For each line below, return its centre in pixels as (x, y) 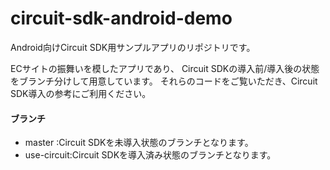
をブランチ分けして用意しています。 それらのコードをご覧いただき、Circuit (164, 81)
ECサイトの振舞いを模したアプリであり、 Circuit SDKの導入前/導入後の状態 (165, 68)
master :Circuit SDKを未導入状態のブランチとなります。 (139, 143)
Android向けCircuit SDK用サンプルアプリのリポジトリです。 (133, 47)
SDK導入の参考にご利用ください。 (81, 93)
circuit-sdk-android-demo (121, 18)
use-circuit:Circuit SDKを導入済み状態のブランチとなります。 (150, 155)
